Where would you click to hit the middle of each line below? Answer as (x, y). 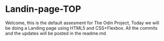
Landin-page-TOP (43, 9)
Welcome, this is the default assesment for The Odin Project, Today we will (82, 23)
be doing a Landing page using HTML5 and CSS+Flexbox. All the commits (81, 28)
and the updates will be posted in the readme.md (56, 33)
